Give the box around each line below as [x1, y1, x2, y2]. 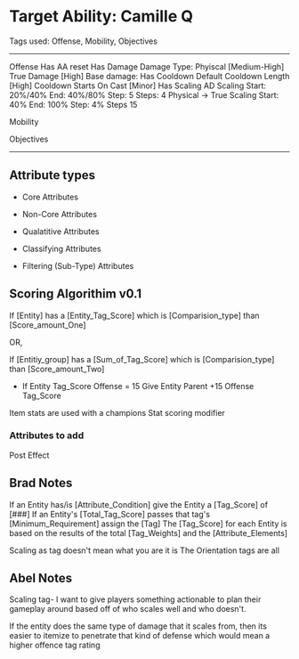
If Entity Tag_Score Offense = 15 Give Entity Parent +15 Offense [21, 380, 255, 391]
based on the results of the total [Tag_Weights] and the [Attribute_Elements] [9, 527, 287, 538]
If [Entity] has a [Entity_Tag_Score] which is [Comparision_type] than [9, 310, 260, 321]
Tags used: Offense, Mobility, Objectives [9, 36, 158, 46]
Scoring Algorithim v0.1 [9, 287, 142, 302]
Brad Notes [9, 476, 73, 491]
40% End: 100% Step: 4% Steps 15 [9, 99, 138, 110]
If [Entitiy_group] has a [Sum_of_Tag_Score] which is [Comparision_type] [9, 354, 275, 364]
